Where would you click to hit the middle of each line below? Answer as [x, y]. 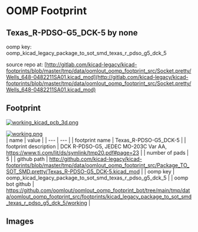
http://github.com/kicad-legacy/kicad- [96, 159]
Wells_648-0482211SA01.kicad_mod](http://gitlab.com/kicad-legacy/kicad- [97, 77]
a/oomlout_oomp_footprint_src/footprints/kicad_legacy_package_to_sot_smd [99, 197]
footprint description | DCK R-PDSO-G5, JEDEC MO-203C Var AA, [86, 146]
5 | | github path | [27, 159]
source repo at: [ [26, 64]
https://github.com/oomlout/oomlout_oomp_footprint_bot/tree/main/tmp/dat [98, 190]
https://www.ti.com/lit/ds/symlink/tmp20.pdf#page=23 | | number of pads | [98, 152]
